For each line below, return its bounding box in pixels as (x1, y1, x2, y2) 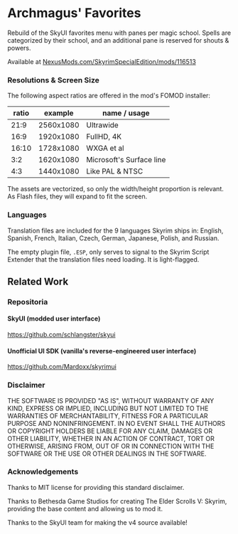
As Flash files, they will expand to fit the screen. (7, 192, 148, 201)
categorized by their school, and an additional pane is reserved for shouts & (7, 36, 229, 44)
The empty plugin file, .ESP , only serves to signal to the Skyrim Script (7, 247, 210, 256)
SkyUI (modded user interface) (7, 314, 101, 323)
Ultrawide (86, 120, 119, 130)
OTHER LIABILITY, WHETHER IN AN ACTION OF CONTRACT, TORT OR (7, 434, 215, 442)
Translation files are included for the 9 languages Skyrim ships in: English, (7, 226, 224, 235)
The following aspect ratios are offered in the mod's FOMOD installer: (7, 91, 211, 100)
